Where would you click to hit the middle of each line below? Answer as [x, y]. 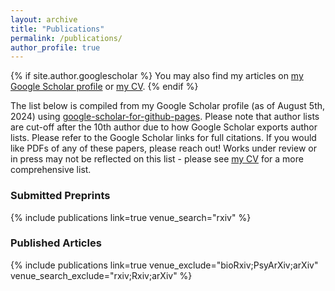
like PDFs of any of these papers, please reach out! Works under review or [163, 148]
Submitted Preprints [60, 196]
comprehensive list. [51, 170]
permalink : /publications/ [66, 38]
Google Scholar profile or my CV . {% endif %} [104, 87]
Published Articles [56, 243]
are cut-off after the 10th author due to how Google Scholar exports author [164, 127]
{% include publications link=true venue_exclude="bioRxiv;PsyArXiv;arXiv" [164, 265]
